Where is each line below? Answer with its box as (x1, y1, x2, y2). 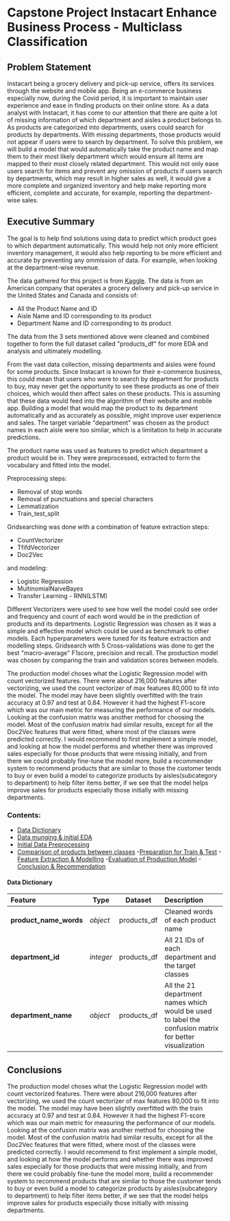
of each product (164, 916, 216, 925)
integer (89, 952, 113, 962)
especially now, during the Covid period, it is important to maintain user (7, 94, 208, 102)
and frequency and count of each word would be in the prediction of (7, 612, 200, 620)
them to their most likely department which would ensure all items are (7, 152, 203, 161)
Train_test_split (16, 509, 60, 517)
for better (164, 1032, 195, 1042)
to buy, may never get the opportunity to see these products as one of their (7, 382, 220, 390)
